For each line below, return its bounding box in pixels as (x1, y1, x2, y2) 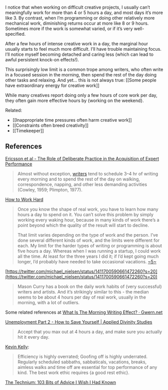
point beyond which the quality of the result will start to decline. (17, 222, 149, 228)
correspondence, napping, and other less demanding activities (17, 181, 147, 187)
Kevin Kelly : (5, 344, 29, 350)
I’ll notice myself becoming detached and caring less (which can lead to (5, 51, 154, 57)
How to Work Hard (5, 196, 44, 203)
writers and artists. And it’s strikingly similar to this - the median (17, 288, 149, 295)
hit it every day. (17, 334, 50, 340)
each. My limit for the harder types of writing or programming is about (17, 242, 162, 248)
